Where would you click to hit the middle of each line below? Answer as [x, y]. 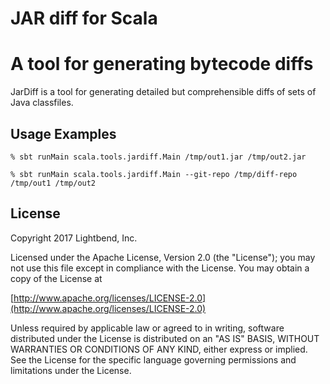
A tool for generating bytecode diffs [162, 64]
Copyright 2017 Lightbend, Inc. [74, 238]
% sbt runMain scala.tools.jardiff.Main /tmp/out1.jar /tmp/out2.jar [158, 157]
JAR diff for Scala [84, 18]
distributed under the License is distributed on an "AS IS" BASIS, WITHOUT [165, 338]
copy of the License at [56, 278]
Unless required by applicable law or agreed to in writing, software [147, 328]
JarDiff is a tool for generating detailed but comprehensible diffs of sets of [163, 92]
